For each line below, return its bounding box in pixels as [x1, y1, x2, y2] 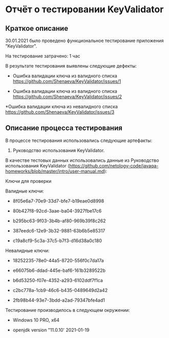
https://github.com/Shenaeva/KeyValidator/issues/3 [5, 109, 115, 115]
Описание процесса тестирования [5, 124, 123, 133]
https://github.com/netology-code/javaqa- [69, 162, 159, 168]
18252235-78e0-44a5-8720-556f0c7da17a [12, 257, 104, 263]
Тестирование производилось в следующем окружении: [5, 307, 130, 313]
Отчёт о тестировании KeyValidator [5, 4, 164, 15]
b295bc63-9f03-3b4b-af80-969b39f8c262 [12, 218, 106, 224]
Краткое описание [5, 24, 68, 33]
